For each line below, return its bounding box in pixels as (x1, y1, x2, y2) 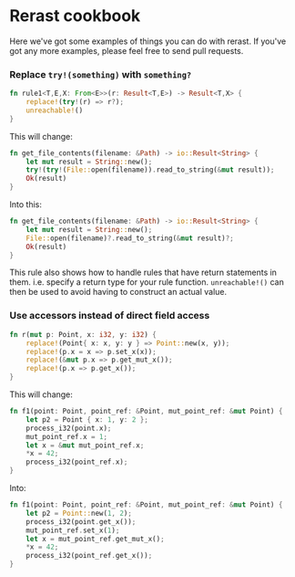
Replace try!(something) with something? (9, 68, 192, 80)
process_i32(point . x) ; (25, 424, 112, 433)
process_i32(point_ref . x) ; (25, 457, 128, 467)
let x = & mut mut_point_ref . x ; (25, 440, 145, 450)
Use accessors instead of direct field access (9, 309, 210, 322)
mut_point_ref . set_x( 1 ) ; (25, 526, 120, 535)
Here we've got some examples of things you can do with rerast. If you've (9, 36, 287, 47)
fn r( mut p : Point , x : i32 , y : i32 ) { (9, 330, 157, 339)
